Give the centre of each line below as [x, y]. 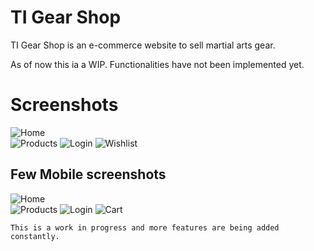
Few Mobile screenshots [88, 174]
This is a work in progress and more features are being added [145, 227]
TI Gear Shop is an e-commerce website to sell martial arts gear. [143, 45]
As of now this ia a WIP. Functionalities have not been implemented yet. [157, 64]
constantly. [35, 236]
